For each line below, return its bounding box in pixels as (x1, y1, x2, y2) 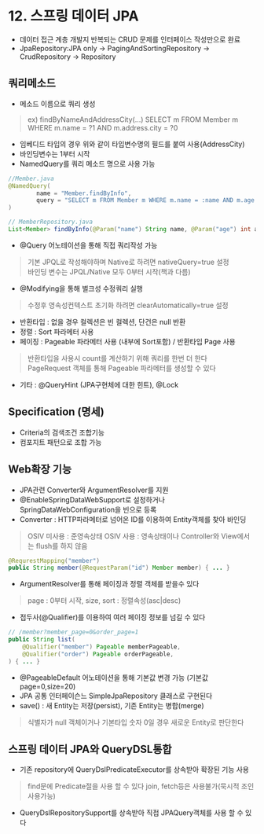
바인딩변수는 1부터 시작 (19, 149, 90, 158)
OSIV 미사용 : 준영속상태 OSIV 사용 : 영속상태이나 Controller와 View (27, 531, 238, 541)
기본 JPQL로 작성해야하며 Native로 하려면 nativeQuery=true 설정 (27, 257, 229, 266)
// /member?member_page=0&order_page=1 (8, 628, 139, 637)
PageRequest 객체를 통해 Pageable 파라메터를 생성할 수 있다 (27, 363, 216, 373)
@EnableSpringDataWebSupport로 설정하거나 (19, 494, 165, 504)
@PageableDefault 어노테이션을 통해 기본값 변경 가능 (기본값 (19, 673, 209, 682)
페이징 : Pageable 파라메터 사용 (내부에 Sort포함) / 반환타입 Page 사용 (19, 336, 236, 346)
